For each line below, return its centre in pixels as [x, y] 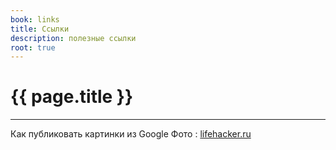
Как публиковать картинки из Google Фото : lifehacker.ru [131, 134]
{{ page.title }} [72, 97]
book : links [35, 19]
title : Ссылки [40, 29]
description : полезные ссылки [73, 38]
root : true [33, 47]
